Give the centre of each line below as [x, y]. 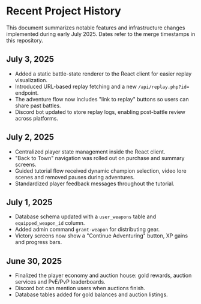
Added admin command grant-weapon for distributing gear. [87, 230]
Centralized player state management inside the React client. [90, 152]
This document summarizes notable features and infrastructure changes [96, 28]
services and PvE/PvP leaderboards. [60, 282]
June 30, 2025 [34, 261]
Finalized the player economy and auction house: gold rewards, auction [103, 276]
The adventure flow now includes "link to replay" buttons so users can [102, 99]
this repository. [25, 40]
